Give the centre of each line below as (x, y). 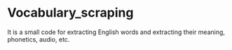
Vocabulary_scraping (70, 13)
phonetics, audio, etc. (39, 39)
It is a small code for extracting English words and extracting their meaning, (116, 32)
